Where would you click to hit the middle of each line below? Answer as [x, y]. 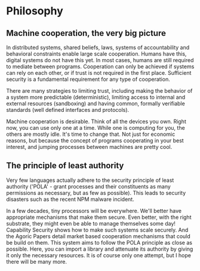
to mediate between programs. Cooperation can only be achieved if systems [100, 66]
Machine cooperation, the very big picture [86, 33]
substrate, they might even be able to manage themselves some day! [91, 223]
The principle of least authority [65, 166]
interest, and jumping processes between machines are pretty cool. [89, 147]
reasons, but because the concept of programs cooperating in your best [95, 141]
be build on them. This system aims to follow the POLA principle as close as [99, 242]
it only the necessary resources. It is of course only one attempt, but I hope [99, 255]
